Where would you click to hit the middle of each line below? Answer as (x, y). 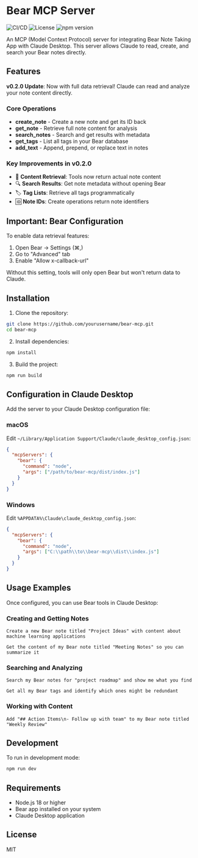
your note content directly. (40, 93)
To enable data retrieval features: (48, 236)
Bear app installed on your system (58, 809)
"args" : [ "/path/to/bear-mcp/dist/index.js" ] (81, 472)
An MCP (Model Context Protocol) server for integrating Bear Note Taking (99, 39)
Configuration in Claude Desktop (70, 394)
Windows (21, 505)
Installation (28, 298)
